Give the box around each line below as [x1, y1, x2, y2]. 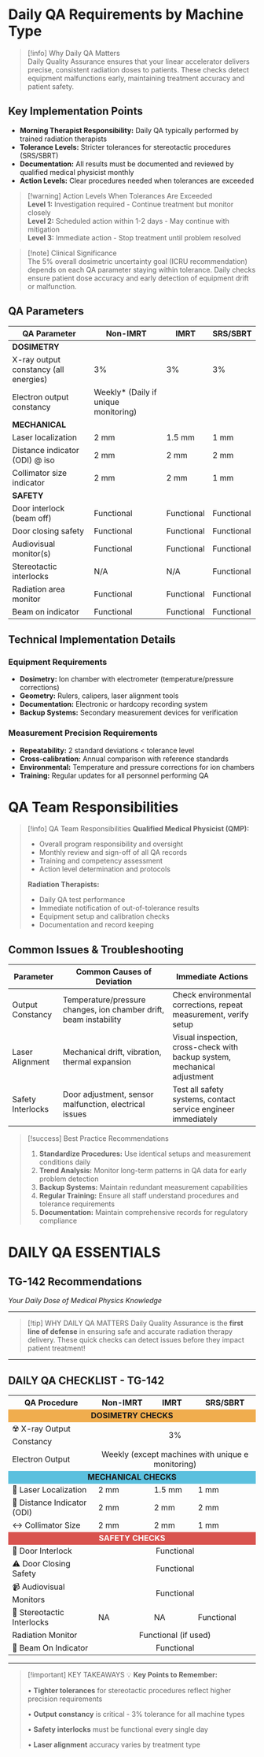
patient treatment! [27, 1343, 86, 1353]
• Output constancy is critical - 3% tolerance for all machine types [27, 1710, 245, 1719]
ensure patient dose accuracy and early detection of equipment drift [27, 273, 249, 283]
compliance [38, 1216, 77, 1226]
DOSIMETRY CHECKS [90, 1410, 174, 1421]
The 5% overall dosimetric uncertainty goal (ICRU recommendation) [27, 256, 247, 266]
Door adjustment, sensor [62, 1089, 155, 1100]
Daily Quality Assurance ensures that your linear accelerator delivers [27, 57, 250, 66]
